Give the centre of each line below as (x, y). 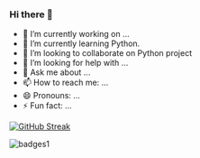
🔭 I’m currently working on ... (76, 34)
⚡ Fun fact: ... (47, 106)
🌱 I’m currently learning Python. (81, 43)
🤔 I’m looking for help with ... (75, 63)
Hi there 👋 (32, 14)
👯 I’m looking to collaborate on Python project (107, 53)
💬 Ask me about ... (56, 72)
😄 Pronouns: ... (51, 96)
